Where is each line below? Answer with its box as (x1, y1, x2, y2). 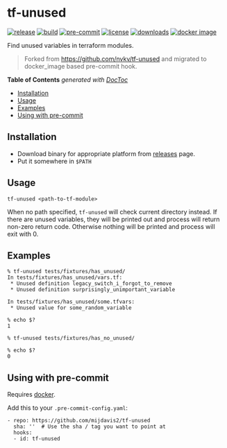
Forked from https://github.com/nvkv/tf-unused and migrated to (24, 54, 207, 63)
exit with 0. (7, 230, 39, 238)
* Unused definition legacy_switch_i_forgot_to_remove (10, 280, 172, 287)
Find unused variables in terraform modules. (7, 41, 134, 49)
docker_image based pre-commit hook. (24, 62, 137, 70)
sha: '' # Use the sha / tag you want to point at (13, 423, 167, 431)
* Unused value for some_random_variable (10, 304, 132, 311)
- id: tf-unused (13, 436, 60, 442)
